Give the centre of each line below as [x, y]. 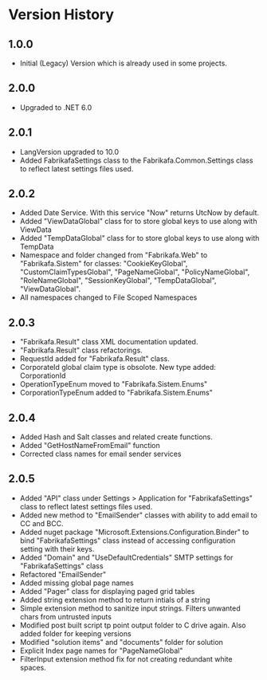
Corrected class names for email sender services [100, 454]
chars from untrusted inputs [65, 616]
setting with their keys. [57, 548]
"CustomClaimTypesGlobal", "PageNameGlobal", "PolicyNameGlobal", [135, 272]
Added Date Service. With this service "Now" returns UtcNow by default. [139, 213]
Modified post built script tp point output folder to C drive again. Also [133, 625]
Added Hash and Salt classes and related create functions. [116, 437]
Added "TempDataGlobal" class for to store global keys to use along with [139, 238]
